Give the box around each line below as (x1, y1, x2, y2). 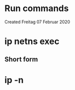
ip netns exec (4, 36, 60, 47)
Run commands (4, 3, 69, 14)
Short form (4, 55, 38, 63)
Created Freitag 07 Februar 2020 (4, 19, 71, 25)
